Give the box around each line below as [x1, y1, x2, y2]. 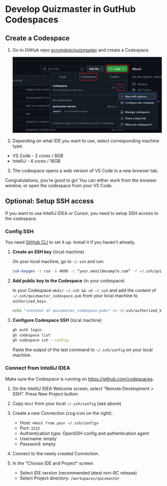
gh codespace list [12, 332, 51, 338]
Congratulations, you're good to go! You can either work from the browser [5, 177, 157, 183]
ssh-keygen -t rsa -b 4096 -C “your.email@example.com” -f [12, 269, 138, 274]
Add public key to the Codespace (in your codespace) [12, 278, 125, 284]
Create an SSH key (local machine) [12, 249, 84, 255]
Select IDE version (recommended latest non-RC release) [19, 470, 137, 476]
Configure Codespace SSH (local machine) [12, 317, 102, 323]
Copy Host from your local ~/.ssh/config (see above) [12, 400, 122, 406]
